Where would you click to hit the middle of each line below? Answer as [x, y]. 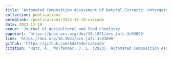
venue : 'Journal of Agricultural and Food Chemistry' [64, 29]
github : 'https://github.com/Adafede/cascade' [56, 44]
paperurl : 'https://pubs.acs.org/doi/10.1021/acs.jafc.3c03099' [75, 34]
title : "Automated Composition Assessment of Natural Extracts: [75, 10]
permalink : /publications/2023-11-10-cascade [55, 19]
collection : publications [33, 15]
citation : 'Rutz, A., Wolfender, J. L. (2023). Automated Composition [82, 48]
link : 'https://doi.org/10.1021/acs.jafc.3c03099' [60, 39]
